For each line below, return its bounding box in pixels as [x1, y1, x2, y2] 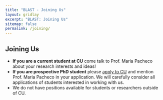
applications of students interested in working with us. [12, 79, 124, 85]
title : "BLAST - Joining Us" [5, 7, 66, 13]
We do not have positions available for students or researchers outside [12, 84, 158, 90]
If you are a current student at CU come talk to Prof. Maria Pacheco [12, 58, 153, 64]
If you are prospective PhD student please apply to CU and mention [12, 68, 154, 74]
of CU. [12, 90, 26, 96]
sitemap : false [5, 21, 37, 27]
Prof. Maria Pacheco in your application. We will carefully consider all [12, 74, 155, 80]
